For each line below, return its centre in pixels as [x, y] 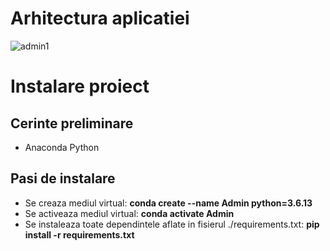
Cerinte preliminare [72, 123]
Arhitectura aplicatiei [100, 18]
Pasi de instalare [63, 178]
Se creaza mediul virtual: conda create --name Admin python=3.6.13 [168, 203]
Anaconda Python [62, 147]
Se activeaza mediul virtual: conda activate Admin [129, 213]
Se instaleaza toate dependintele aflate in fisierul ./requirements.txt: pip [172, 224]
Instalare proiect [80, 86]
